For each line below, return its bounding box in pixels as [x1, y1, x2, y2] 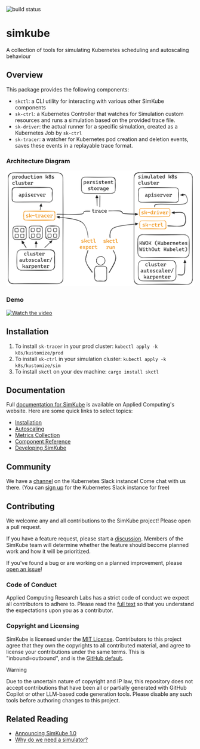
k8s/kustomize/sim [14, 362, 61, 369]
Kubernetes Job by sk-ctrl [14, 129, 82, 136]
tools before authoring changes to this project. [6, 696, 121, 704]
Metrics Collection [14, 432, 60, 439]
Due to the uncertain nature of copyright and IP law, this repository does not [6, 677, 193, 684]
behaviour [6, 53, 31, 60]
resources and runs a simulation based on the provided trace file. [14, 117, 176, 124]
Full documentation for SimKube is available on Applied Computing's [6, 401, 175, 408]
